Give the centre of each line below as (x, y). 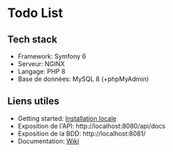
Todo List (35, 13)
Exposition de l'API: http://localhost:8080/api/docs (91, 126)
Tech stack (32, 39)
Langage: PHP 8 (41, 71)
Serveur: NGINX (41, 64)
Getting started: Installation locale (67, 118)
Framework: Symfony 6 (52, 56)
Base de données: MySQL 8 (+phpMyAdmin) (83, 79)
